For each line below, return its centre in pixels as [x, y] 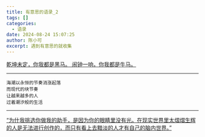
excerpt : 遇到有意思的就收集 [39, 46]
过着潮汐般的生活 [25, 102]
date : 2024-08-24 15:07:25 [41, 35]
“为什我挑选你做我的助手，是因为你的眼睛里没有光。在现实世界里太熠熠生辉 [101, 120]
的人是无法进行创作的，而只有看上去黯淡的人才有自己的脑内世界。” [89, 128]
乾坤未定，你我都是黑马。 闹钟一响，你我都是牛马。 [71, 64]
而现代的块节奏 [22, 89]
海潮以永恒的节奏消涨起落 [34, 83]
